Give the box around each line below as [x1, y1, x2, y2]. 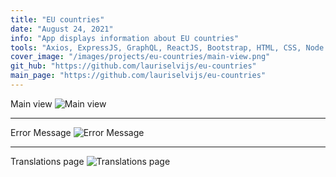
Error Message [10, 126, 72, 138]
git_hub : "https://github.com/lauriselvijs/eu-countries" [10, 61, 257, 71]
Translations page [10, 155, 85, 167]
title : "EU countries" [10, 14, 105, 25]
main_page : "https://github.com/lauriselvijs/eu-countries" [10, 71, 267, 81]
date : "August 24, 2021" [10, 24, 114, 34]
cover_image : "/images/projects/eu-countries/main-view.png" [10, 52, 271, 62]
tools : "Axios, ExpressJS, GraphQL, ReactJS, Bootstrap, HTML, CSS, [10, 42, 302, 53]
